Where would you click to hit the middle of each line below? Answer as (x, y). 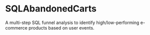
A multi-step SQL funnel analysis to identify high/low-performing (72, 22)
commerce (16, 27)
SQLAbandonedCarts (51, 9)
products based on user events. (61, 27)
